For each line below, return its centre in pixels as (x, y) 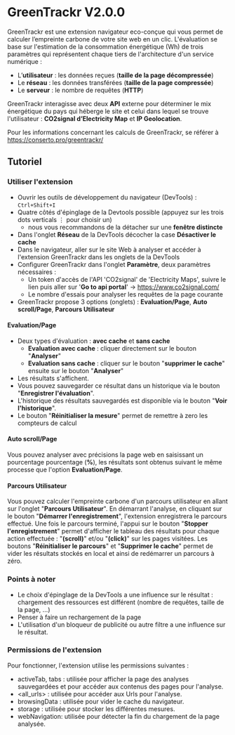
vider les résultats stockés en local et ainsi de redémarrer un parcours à (111, 554)
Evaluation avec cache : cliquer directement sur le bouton (112, 348)
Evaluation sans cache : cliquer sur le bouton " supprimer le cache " (127, 363)
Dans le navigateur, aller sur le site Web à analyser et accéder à (109, 249)
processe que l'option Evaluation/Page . (65, 470)
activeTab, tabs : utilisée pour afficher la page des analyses (103, 679)
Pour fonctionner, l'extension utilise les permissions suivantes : (98, 665)
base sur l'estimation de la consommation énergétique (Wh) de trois (105, 46)
